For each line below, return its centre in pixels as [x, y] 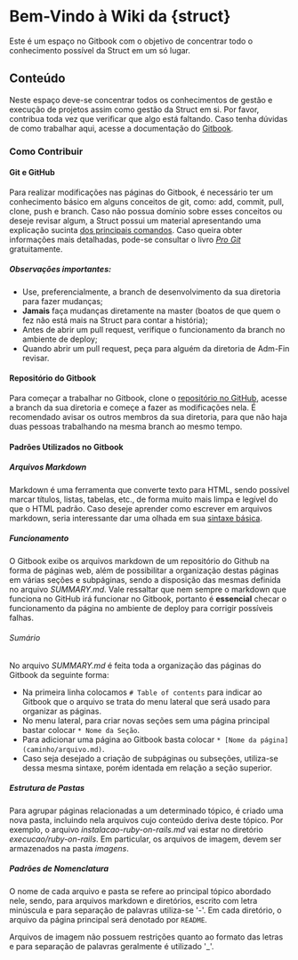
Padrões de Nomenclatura [59, 868]
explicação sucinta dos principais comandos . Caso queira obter [126, 230]
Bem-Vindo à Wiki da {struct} [120, 16]
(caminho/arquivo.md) [62, 749]
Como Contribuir [46, 151]
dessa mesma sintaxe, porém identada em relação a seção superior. [147, 768]
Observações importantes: [60, 270]
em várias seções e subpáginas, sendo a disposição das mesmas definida [145, 579]
